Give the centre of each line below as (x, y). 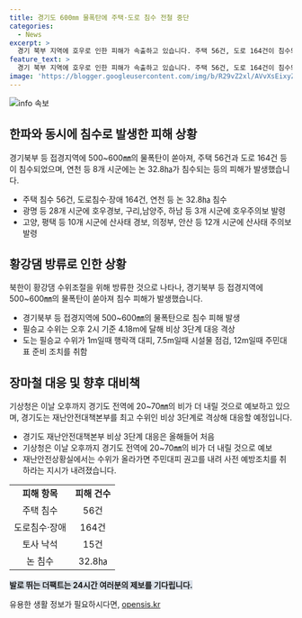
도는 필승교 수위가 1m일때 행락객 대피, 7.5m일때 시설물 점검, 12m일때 (142, 341)
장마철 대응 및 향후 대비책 (75, 382)
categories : (31, 26)
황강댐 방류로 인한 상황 (68, 264)
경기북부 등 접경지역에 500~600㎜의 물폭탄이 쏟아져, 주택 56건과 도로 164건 (144, 158)
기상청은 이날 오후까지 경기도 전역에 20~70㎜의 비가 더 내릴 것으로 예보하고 (142, 406)
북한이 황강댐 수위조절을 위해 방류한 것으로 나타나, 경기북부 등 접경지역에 (136, 287)
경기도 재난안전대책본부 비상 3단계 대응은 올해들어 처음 (119, 437)
